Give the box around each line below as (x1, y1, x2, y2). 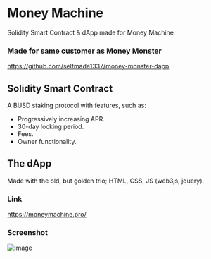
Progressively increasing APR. (17, 115, 105, 124)
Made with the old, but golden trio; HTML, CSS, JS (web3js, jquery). (7, 176, 205, 185)
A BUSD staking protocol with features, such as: (7, 101, 146, 110)
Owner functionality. (17, 138, 77, 146)
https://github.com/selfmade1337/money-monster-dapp (7, 62, 170, 71)
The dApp (7, 157, 51, 170)
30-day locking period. (17, 122, 84, 131)
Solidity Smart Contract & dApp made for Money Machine (7, 28, 174, 37)
